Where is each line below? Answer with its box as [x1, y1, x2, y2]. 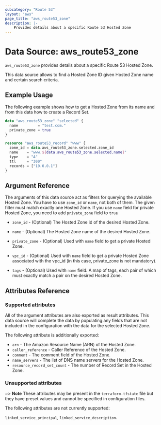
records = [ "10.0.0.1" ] [9, 164, 57, 168]
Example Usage [5, 91, 53, 99]
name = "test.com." [9, 123, 66, 128]
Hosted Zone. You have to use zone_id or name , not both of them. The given [5, 200, 155, 205]
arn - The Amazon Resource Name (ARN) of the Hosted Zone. [12, 342, 136, 347]
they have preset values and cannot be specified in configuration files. [5, 396, 146, 402]
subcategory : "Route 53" [5, 7, 55, 12]
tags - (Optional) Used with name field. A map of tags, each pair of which [12, 267, 157, 273]
